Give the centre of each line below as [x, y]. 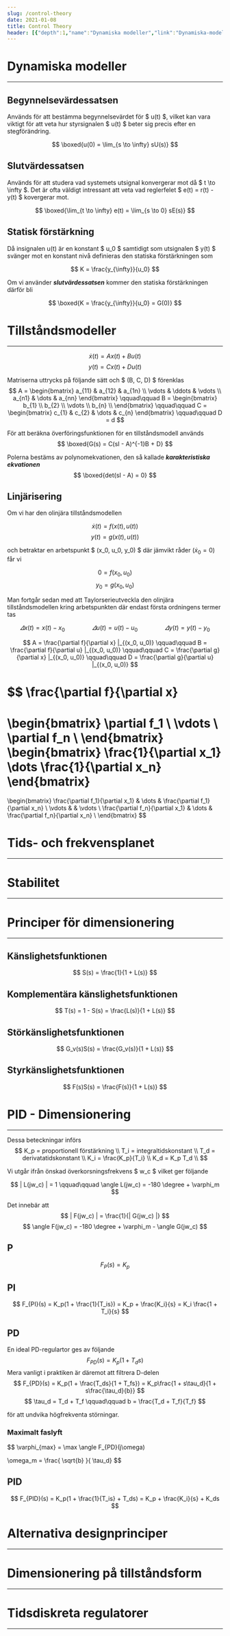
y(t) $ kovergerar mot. [38, 197]
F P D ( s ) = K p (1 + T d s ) [115, 1361]
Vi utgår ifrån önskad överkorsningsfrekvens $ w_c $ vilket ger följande [108, 1171]
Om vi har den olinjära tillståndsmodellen [64, 513]
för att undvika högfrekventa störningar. [63, 1414]
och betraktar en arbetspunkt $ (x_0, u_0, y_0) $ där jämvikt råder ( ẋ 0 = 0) [111, 551]
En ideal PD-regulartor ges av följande [61, 1349]
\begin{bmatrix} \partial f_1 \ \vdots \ [113, 723]
